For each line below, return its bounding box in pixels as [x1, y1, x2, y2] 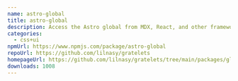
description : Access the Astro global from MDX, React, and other [7, 23, 208, 30]
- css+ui [13, 37, 40, 44]
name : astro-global [7, 10, 65, 18]
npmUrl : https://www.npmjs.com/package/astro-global [7, 43, 166, 50]
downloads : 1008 [7, 63, 55, 70]
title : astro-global [7, 17, 69, 24]
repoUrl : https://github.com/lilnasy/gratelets [7, 50, 151, 57]
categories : [7, 30, 42, 37]
